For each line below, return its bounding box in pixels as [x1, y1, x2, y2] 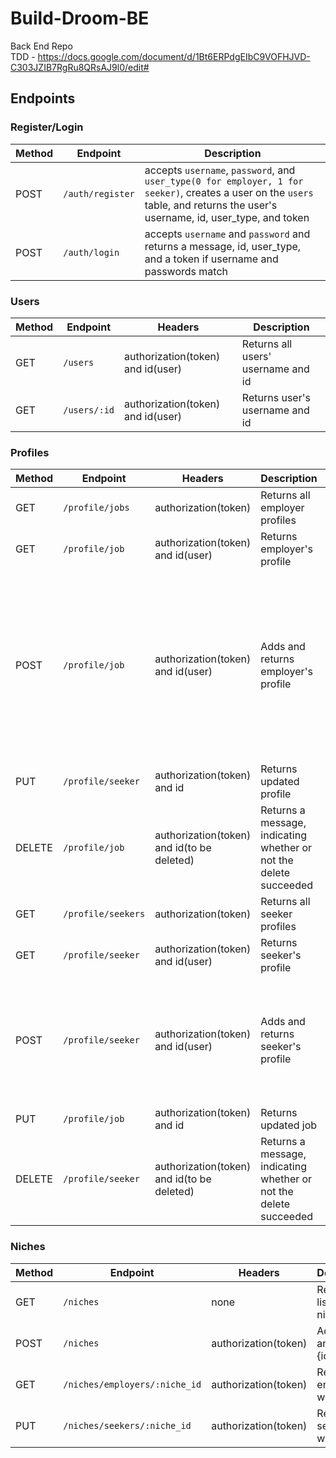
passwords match [144, 264, 228, 278]
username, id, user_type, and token [144, 210, 310, 224]
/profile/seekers [63, 908, 146, 920]
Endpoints [10, 90, 76, 107]
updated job [260, 1118, 318, 1132]
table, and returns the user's [144, 198, 278, 212]
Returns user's [241, 390, 311, 404]
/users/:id [63, 404, 115, 416]
